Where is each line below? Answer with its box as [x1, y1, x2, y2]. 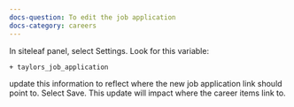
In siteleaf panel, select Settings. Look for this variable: [9, 45, 210, 56]
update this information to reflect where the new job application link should [9, 78, 282, 88]
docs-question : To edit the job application [9, 12, 176, 22]
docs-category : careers [9, 21, 97, 30]
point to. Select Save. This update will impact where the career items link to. [9, 88, 286, 98]
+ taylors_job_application [9, 63, 109, 72]
